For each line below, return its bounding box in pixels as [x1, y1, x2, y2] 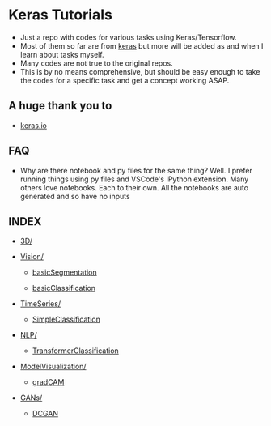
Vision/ [19, 252, 44, 262]
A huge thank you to [8, 99, 112, 113]
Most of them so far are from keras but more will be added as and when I [19, 40, 264, 50]
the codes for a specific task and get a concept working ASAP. [19, 75, 230, 85]
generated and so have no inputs [19, 191, 131, 201]
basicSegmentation [32, 267, 97, 277]
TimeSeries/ [19, 299, 61, 309]
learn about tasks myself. [19, 49, 104, 59]
